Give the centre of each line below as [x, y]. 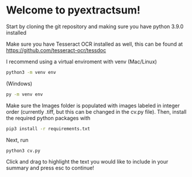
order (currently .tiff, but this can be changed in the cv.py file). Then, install [96, 111]
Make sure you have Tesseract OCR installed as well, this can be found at [95, 44]
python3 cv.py [23, 151]
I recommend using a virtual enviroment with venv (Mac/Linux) [81, 62]
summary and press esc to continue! [50, 168]
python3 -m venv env [31, 72]
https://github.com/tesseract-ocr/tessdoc [56, 50]
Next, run [17, 140]
